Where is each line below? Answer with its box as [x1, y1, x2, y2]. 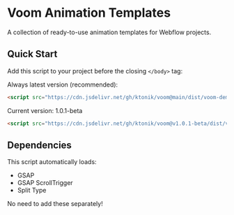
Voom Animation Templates [7, 5, 171, 21]
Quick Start [7, 48, 58, 60]
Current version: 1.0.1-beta [7, 106, 83, 114]
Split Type [17, 186, 47, 195]
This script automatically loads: [7, 158, 97, 166]
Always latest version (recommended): [7, 80, 118, 89]
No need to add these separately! [7, 200, 103, 208]
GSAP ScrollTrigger [17, 179, 73, 187]
